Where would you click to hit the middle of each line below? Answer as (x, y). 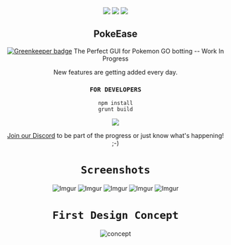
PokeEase (115, 34)
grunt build (115, 109)
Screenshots (115, 170)
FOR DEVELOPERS (115, 89)
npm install (115, 103)
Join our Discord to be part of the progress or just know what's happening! (115, 136)
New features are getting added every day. (115, 72)
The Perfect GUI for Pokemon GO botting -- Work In (149, 51)
